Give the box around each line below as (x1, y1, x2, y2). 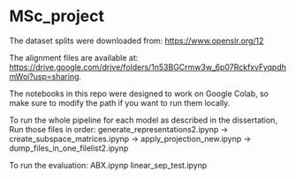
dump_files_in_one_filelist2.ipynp (9, 143, 129, 153)
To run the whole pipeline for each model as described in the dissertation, (9, 115, 278, 125)
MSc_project (9, 6, 104, 26)
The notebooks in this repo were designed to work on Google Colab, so (9, 88, 269, 99)
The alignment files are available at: (9, 52, 139, 63)
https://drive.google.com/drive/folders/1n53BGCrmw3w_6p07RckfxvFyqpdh (9, 62, 287, 72)
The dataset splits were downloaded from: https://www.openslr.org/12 (9, 35, 264, 46)
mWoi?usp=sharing (9, 71, 80, 81)
